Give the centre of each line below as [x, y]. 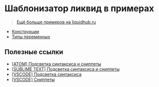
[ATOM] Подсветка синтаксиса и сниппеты [56, 64]
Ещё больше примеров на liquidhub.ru [56, 22]
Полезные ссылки [34, 52]
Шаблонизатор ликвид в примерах [79, 9]
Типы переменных [31, 37]
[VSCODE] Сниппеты [33, 79]
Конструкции [25, 31]
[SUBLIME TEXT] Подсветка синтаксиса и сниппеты [66, 69]
